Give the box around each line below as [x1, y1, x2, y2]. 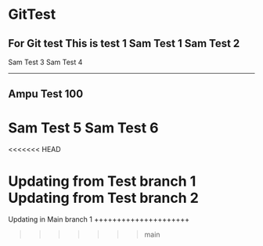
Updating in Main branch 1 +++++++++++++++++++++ [8, 215, 190, 224]
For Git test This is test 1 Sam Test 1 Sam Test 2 [8, 37, 240, 50]
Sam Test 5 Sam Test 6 [8, 119, 159, 136]
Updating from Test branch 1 [8, 172, 196, 190]
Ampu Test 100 [8, 88, 84, 101]
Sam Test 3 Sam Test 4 [8, 57, 83, 67]
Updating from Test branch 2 [8, 189, 200, 207]
